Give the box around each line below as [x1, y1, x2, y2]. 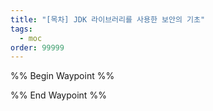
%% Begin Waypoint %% [10, 70, 115, 82]
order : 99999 [10, 42, 65, 53]
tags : [10, 24, 33, 34]
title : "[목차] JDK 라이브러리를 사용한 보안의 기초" [10, 14, 206, 25]
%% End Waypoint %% [10, 89, 107, 101]
